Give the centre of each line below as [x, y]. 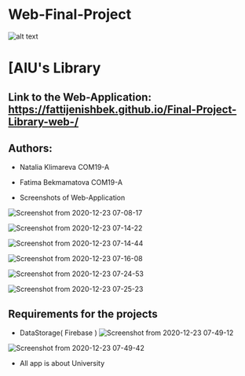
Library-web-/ [44, 122]
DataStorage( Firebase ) [59, 333]
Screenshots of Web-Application [72, 197]
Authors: [30, 148]
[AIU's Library [55, 68]
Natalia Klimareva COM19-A [64, 168]
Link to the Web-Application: [80, 97]
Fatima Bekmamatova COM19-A [71, 182]
